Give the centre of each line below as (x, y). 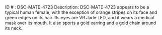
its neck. (14, 28)
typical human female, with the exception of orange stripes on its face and (81, 12)
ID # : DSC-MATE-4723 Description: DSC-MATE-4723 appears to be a (77, 7)
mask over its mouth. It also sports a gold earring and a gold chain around (81, 23)
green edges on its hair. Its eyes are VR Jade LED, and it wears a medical (80, 17)
